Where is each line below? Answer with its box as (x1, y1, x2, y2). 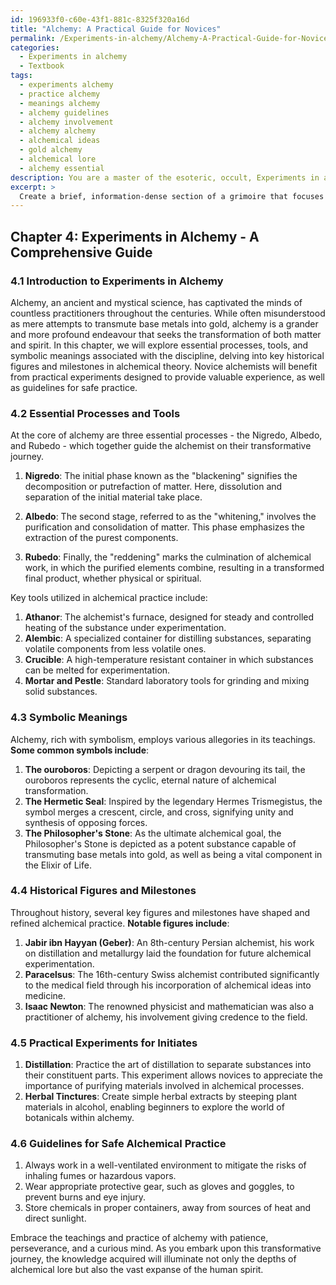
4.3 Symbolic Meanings (10, 711, 128, 725)
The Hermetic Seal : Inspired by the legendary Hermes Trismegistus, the (24, 795, 323, 807)
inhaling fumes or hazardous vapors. (24, 1170, 177, 1182)
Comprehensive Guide (10, 244, 153, 261)
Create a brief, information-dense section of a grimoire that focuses (19, 191, 325, 201)
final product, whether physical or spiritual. (24, 572, 202, 585)
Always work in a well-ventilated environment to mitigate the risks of (24, 1159, 307, 1171)
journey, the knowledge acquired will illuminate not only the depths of (10, 1253, 297, 1265)
